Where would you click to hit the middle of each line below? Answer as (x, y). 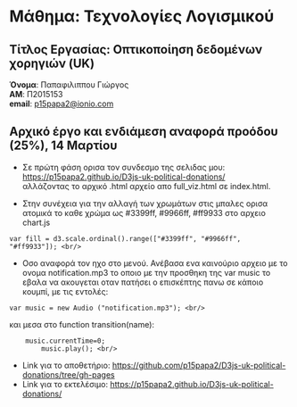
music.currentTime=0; (65, 341)
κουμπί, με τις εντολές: (65, 291)
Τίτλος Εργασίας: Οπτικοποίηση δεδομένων (136, 50)
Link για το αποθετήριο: (66, 365)
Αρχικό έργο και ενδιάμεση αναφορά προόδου (144, 132)
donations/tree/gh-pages (68, 374)
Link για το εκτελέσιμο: (65, 384)
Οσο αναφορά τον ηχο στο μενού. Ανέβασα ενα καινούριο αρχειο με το (155, 263)
